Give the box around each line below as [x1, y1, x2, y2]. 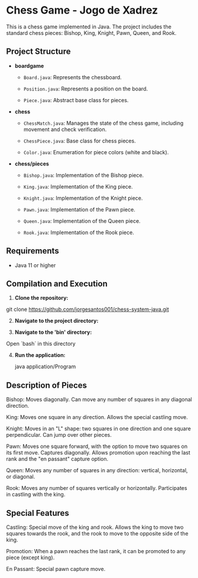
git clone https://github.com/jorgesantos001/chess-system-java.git [6, 306, 170, 313]
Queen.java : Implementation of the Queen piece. [23, 217, 141, 225]
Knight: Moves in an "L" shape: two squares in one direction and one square [6, 425, 191, 432]
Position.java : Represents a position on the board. [23, 85, 148, 92]
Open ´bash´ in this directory [6, 340, 76, 348]
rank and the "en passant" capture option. [6, 456, 109, 463]
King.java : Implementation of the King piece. [23, 183, 133, 190]
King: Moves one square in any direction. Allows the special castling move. [6, 414, 188, 421]
